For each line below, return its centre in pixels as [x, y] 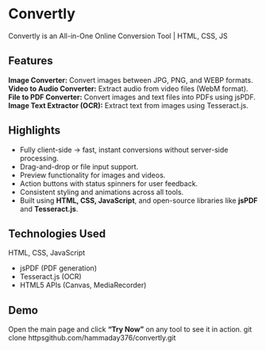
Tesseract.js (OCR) [50, 277]
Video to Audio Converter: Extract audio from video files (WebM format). [128, 88]
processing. [39, 158]
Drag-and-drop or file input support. [79, 166]
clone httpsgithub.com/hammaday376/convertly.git [92, 338]
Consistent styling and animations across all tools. [102, 192]
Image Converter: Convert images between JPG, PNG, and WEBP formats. [131, 80]
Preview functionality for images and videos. [93, 175]
